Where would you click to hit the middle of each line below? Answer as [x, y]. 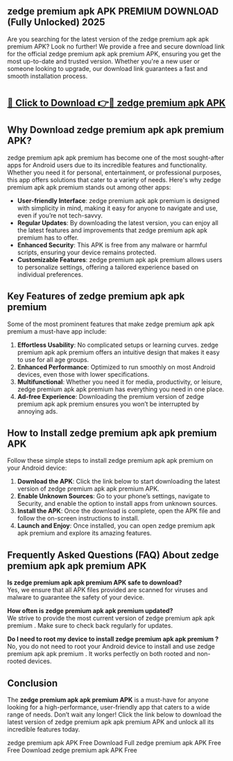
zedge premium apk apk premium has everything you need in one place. [121, 389]
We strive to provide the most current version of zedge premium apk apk [111, 619]
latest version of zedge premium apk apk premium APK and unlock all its [111, 722]
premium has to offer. [48, 237]
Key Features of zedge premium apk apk [96, 296]
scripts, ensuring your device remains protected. [87, 252]
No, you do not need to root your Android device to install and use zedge [111, 646]
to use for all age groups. [53, 359]
